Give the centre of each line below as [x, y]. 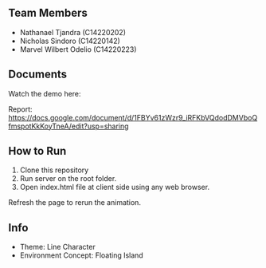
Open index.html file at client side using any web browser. [114, 187]
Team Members [48, 13]
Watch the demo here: [45, 93]
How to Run [37, 151]
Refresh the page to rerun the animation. [75, 203]
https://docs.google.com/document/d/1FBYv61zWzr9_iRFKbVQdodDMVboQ [133, 117]
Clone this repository [54, 170]
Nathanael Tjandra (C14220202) [72, 32]
